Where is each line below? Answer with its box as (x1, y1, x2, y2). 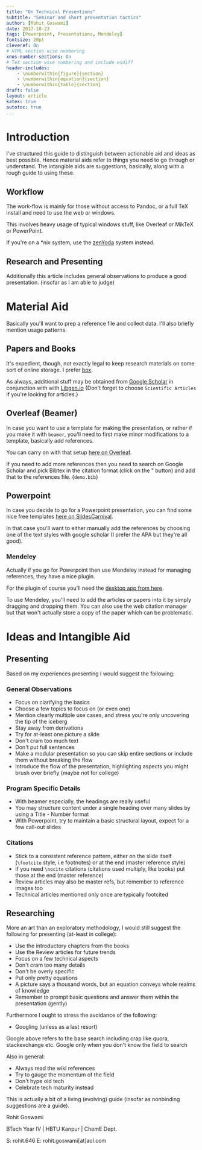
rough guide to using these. (6, 169, 75, 177)
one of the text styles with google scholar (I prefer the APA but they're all (6, 531, 188, 539)
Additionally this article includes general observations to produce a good (6, 273, 187, 280)
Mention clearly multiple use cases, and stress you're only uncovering (14, 712, 189, 719)
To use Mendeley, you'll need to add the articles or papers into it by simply (6, 596, 192, 603)
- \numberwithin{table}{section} (17, 82, 101, 88)
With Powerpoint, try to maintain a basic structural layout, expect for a (14, 817, 189, 824)
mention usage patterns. (6, 326, 68, 333)
